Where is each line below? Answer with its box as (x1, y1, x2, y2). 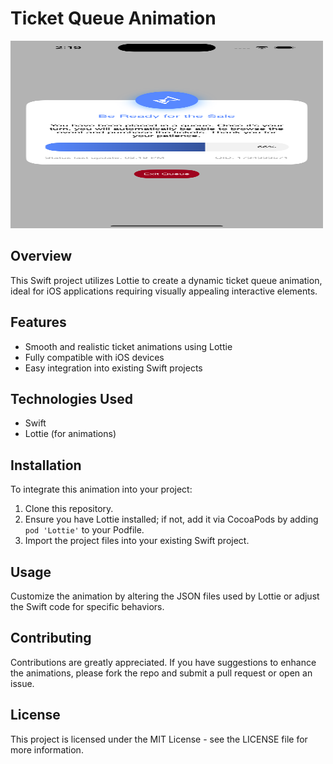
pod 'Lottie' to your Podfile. (24, 524, 145, 536)
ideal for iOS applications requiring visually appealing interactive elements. (10, 285, 318, 297)
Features (10, 314, 67, 331)
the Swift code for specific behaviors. (10, 601, 165, 612)
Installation (10, 457, 82, 474)
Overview (10, 248, 73, 265)
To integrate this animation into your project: (10, 483, 193, 496)
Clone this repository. (24, 503, 114, 515)
